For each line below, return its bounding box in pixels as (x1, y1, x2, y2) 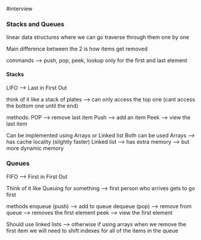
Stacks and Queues (6, 20, 65, 28)
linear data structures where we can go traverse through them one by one (6, 34, 190, 41)
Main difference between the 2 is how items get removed (6, 45, 148, 53)
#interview (6, 5, 33, 12)
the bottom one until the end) (6, 102, 79, 109)
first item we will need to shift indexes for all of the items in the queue (6, 227, 179, 234)
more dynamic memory (6, 144, 64, 152)
